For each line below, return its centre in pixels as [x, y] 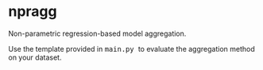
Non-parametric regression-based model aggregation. [97, 33]
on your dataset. [35, 57]
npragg [33, 12]
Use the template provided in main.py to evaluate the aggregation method [132, 49]
